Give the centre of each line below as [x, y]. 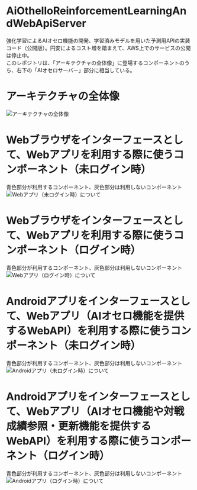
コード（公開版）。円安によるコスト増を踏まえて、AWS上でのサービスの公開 [98, 48]
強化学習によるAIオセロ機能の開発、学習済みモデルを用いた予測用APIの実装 [98, 40]
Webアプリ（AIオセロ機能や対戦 [105, 411]
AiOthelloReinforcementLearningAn [96, 11]
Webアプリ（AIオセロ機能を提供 [105, 316]
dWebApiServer [46, 23]
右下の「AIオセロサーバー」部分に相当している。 [76, 70]
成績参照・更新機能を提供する [79, 426]
